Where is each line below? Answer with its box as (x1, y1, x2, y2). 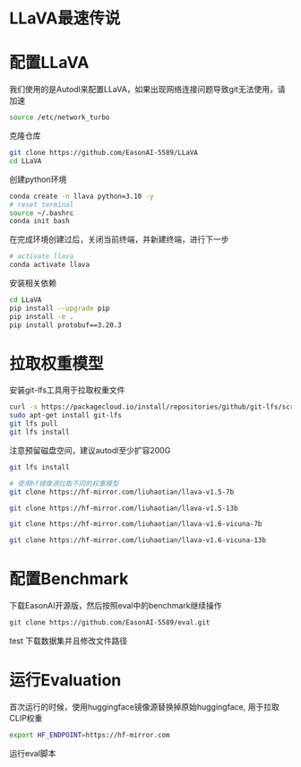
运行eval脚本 (9, 747, 56, 758)
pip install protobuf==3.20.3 (9, 320, 123, 330)
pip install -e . (9, 312, 74, 321)
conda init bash (9, 217, 70, 226)
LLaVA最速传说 (9, 8, 121, 29)
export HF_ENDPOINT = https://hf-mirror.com (9, 730, 170, 739)
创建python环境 (9, 174, 67, 185)
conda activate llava (9, 261, 90, 270)
